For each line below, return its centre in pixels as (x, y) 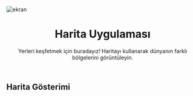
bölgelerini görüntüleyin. (103, 57)
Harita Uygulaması (103, 34)
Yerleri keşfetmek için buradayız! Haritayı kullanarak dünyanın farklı (103, 51)
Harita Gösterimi (38, 87)
